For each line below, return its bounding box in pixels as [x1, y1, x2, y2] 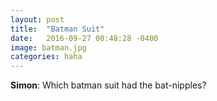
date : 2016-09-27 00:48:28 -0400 [10, 33, 159, 43]
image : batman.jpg [10, 42, 87, 53]
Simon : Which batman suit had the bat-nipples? [10, 79, 207, 91]
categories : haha [10, 52, 83, 62]
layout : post [10, 14, 65, 25]
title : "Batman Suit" [10, 24, 105, 34]
